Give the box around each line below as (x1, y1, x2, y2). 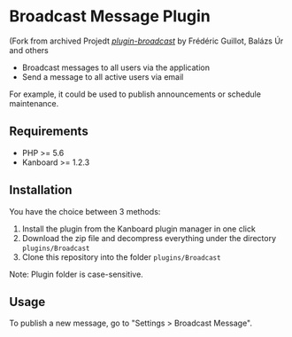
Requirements (9, 124, 88, 139)
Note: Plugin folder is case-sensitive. (9, 269, 143, 279)
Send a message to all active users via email (21, 71, 184, 82)
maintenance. (9, 98, 59, 108)
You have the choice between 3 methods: (9, 206, 161, 216)
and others (9, 44, 49, 55)
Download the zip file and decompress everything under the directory (21, 232, 277, 243)
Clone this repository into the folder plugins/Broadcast (21, 251, 221, 263)
